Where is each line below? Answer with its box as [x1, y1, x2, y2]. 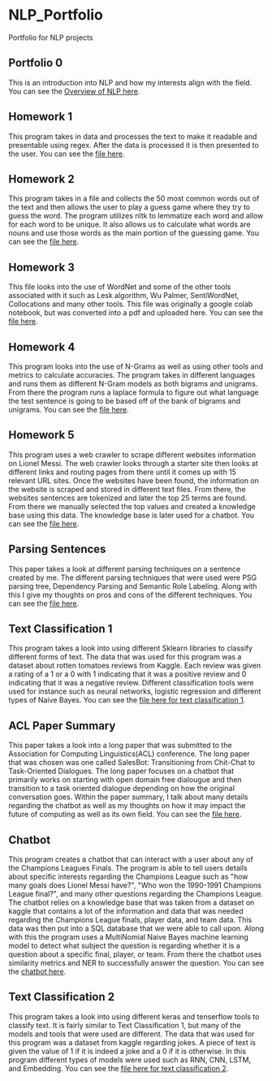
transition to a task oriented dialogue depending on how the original [8, 784, 235, 793]
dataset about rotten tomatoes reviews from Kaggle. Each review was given [8, 660, 261, 671]
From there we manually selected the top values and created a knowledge [8, 501, 256, 511]
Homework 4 [8, 339, 76, 354]
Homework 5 [8, 428, 75, 442]
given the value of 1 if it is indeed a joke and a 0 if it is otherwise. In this [8, 1046, 246, 1056]
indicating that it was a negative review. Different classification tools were [8, 678, 254, 688]
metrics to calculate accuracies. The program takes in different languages [8, 370, 256, 379]
